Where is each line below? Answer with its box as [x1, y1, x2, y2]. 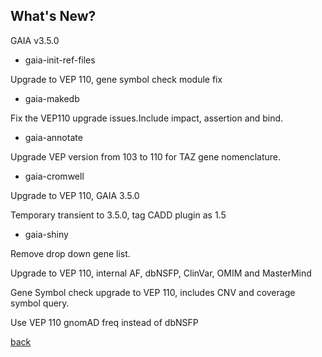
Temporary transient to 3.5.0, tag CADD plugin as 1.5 [10, 209, 227, 221]
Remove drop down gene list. [10, 247, 131, 259]
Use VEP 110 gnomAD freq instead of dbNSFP [10, 316, 199, 328]
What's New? [10, 8, 97, 25]
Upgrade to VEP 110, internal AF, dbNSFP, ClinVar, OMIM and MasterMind [10, 267, 312, 279]
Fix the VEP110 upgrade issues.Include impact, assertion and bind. [10, 112, 284, 124]
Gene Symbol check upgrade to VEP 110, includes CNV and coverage [10, 286, 296, 298]
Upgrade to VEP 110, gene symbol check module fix [10, 73, 223, 85]
